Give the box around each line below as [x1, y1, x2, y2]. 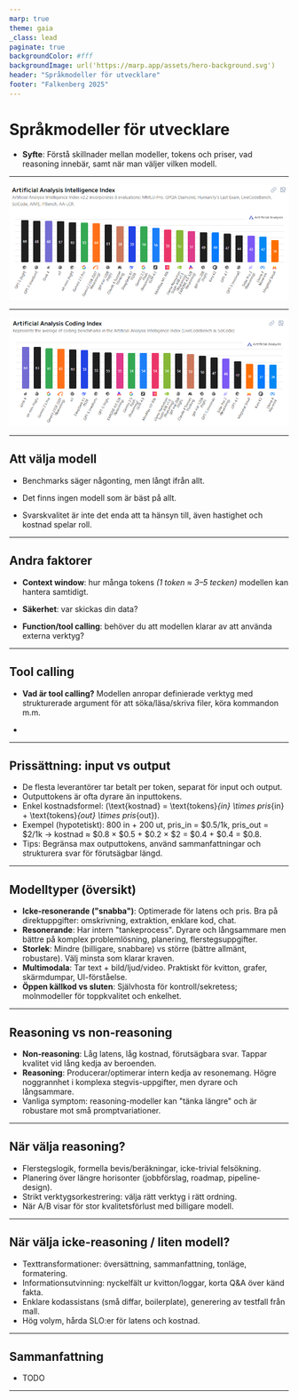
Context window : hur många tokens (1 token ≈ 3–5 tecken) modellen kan [21, 576, 289, 587]
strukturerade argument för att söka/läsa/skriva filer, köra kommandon [21, 697, 279, 708]
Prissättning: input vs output [9, 758, 171, 773]
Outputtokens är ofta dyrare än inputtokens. [21, 792, 183, 802]
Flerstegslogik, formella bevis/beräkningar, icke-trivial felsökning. [21, 1163, 262, 1173]
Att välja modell [9, 452, 98, 467]
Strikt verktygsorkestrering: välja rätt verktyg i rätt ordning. [21, 1191, 238, 1202]
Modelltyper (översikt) [9, 881, 137, 897]
